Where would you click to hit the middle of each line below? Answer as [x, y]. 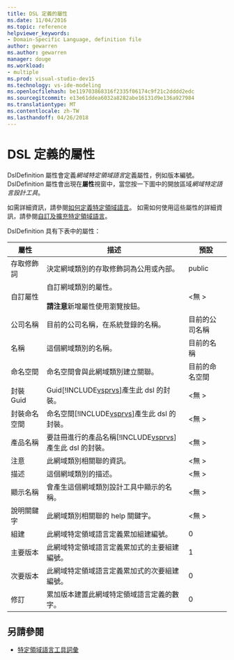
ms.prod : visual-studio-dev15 [51, 79]
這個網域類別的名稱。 [81, 348]
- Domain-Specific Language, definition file [74, 40]
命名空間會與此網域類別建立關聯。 [102, 372]
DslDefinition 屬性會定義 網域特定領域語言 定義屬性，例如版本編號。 [103, 175]
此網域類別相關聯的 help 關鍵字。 [101, 515]
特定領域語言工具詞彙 [48, 650]
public [198, 268]
